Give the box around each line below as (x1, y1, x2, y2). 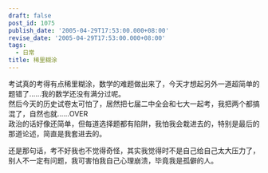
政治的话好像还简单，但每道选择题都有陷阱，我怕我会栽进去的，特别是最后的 (8, 119, 260, 128)
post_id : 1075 (8, 19, 56, 27)
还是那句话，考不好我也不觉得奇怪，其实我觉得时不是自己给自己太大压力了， (8, 145, 260, 155)
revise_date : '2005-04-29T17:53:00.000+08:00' (8, 33, 166, 42)
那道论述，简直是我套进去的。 (8, 128, 106, 138)
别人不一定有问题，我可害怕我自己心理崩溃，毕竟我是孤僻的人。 (8, 155, 218, 165)
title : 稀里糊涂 (8, 57, 57, 65)
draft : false (8, 11, 52, 20)
